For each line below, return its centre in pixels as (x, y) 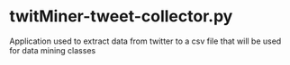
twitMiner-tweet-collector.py (121, 16)
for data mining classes (53, 50)
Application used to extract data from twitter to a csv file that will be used (145, 41)
